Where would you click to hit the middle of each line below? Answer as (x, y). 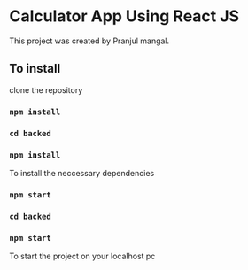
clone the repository (46, 89)
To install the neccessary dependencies (82, 173)
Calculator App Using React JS (124, 16)
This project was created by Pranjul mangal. (89, 41)
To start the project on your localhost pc (82, 256)
